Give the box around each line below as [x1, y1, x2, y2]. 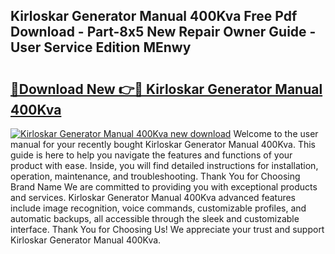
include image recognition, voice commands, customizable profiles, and [10, 202, 307, 214]
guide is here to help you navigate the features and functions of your [10, 149, 293, 161]
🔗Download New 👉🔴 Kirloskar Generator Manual [10, 80, 323, 98]
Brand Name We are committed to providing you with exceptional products [10, 181, 318, 193]
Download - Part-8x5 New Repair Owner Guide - [10, 24, 317, 41]
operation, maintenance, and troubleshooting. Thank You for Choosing [10, 170, 301, 182]
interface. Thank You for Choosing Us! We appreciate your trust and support [10, 224, 325, 235]
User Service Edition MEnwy [10, 39, 192, 56]
